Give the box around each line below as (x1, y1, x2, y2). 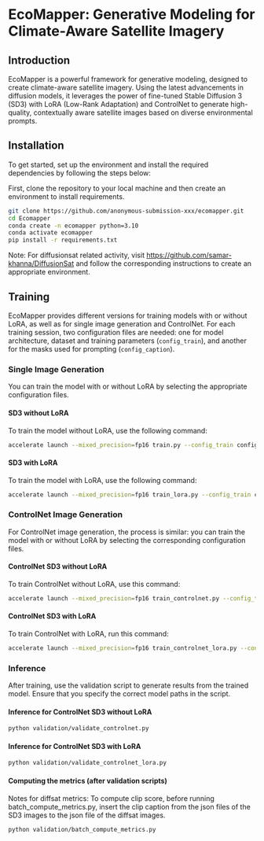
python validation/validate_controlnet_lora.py (8, 759, 167, 767)
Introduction (8, 53, 71, 67)
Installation (8, 139, 64, 153)
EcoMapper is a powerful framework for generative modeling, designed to (8, 75, 248, 83)
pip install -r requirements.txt (8, 236, 118, 245)
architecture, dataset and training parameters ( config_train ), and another (8, 336, 247, 345)
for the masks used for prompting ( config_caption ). (8, 345, 175, 353)
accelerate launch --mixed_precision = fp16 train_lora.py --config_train (8, 490, 251, 499)
